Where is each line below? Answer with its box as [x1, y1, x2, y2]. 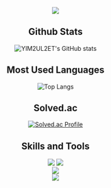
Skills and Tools [21, 140, 90, 152]
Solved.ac [33, 102, 78, 114]
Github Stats [28, 26, 83, 38]
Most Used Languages [6, 64, 105, 76]
